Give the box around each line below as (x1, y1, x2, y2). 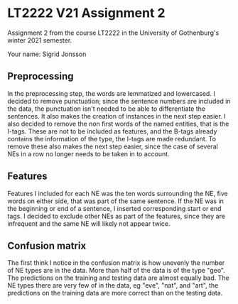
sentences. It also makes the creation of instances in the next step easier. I (7, 112, 226, 120)
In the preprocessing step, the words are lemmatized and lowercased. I (7, 89, 215, 97)
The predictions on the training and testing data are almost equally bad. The (7, 273, 229, 282)
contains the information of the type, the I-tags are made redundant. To (7, 134, 217, 143)
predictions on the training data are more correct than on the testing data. (7, 289, 223, 298)
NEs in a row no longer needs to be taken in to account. (7, 149, 170, 158)
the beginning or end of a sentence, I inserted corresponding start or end (7, 204, 222, 212)
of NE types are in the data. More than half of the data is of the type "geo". (7, 266, 226, 275)
